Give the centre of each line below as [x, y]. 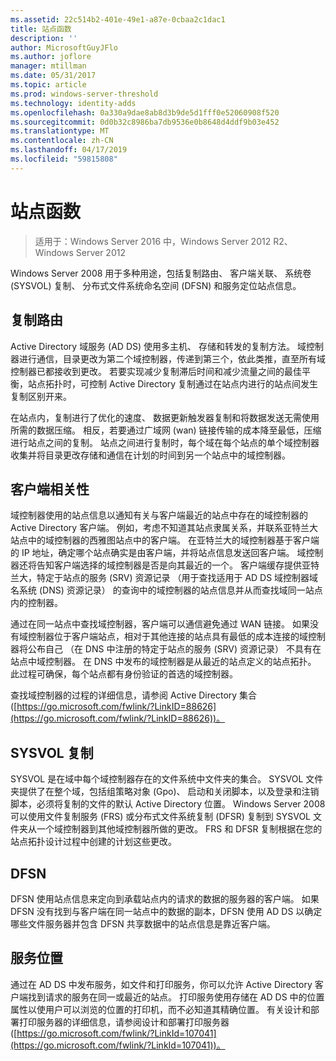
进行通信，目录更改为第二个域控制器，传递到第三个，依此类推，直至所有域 [172, 358]
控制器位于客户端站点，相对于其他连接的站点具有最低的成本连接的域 [167, 637]
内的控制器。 [36, 603]
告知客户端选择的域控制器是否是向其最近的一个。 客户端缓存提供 [169, 565]
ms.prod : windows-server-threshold [84, 94]
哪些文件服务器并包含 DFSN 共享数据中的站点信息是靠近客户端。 [143, 923]
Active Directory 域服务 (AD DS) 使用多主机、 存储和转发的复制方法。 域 [158, 346]
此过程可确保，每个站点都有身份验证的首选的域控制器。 [124, 674]
